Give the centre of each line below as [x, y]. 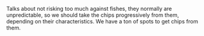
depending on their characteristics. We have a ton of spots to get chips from [102, 21]
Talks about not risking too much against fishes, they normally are [89, 9]
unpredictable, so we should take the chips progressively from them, [93, 15]
